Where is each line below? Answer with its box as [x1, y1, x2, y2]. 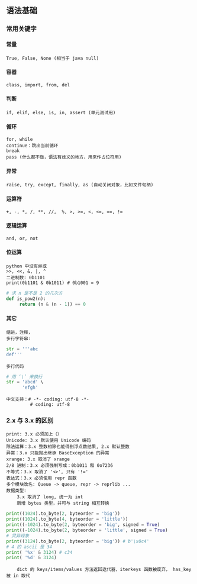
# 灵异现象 [6, 533, 30, 538]
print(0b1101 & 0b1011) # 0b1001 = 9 [6, 280, 99, 286]
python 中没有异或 [6, 263, 47, 269]
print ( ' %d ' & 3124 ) [6, 555, 57, 561]
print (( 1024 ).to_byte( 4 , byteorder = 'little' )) [6, 517, 128, 522]
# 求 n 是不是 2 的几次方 [6, 290, 63, 296]
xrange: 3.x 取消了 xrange [6, 456, 70, 463]
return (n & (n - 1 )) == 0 [19, 301, 86, 307]
